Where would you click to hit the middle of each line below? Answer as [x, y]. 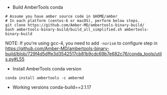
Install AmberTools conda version [47, 69]
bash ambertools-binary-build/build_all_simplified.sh [64, 29]
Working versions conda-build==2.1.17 [52, 87]
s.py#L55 [15, 59]
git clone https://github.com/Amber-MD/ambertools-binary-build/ [75, 25]
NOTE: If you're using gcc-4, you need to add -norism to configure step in [81, 43]
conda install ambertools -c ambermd [45, 78]
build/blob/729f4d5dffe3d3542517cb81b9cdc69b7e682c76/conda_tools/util [83, 54]
